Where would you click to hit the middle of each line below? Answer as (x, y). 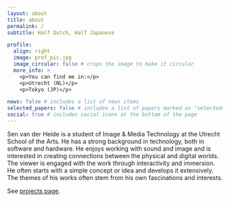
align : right (32, 51)
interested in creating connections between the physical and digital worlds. (113, 155)
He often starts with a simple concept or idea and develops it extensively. (111, 170)
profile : (20, 45)
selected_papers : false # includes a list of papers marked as (99, 108)
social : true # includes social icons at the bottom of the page (102, 115)
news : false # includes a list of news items (73, 102)
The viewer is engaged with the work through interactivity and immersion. (111, 163)
